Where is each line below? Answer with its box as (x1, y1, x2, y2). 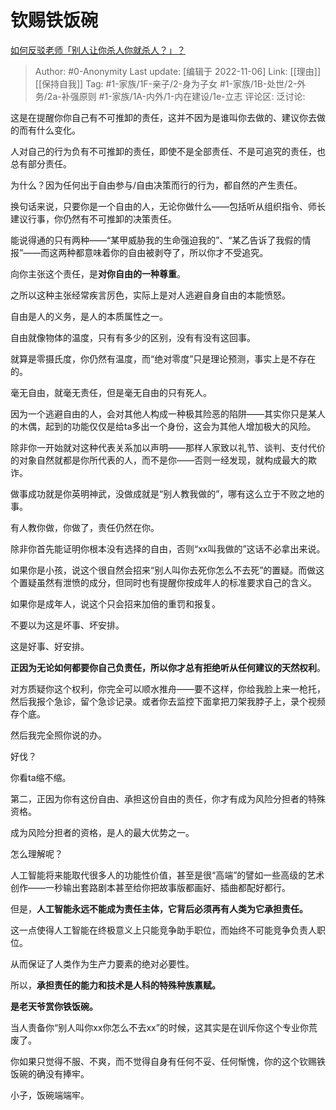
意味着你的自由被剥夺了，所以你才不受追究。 (84, 246, 269, 258)
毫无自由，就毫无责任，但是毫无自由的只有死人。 (10, 386, 212, 398)
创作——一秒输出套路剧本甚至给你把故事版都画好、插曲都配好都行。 (10, 881, 291, 893)
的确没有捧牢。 (27, 1067, 90, 1080)
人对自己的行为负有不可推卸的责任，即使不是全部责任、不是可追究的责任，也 (10, 145, 326, 157)
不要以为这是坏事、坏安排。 (10, 619, 125, 631)
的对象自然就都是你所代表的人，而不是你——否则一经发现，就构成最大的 (10, 454, 308, 466)
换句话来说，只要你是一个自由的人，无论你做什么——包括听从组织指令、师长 (10, 200, 326, 212)
